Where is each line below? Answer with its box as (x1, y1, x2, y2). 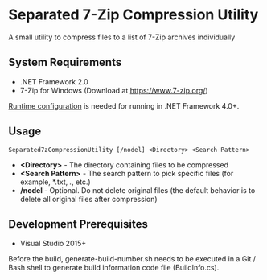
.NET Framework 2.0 (19, 76, 88, 86)
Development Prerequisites (8, 217, 149, 231)
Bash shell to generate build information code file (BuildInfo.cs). (8, 263, 220, 273)
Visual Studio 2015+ (19, 239, 87, 249)
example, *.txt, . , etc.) (19, 177, 91, 187)
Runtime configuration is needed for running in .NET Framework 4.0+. (8, 101, 240, 110)
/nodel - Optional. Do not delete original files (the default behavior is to (19, 185, 256, 195)
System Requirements (8, 56, 122, 69)
